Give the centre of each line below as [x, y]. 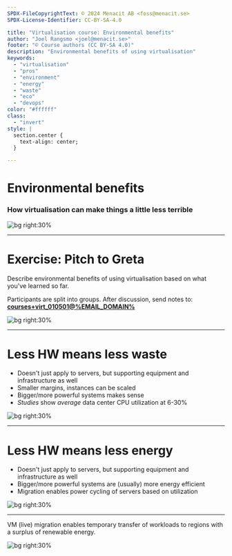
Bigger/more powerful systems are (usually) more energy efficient [111, 484]
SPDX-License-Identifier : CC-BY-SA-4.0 [65, 20]
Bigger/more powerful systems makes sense [80, 395]
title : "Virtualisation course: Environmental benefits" [91, 32]
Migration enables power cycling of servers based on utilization [107, 492]
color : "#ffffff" [32, 110]
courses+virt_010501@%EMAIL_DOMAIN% [71, 306]
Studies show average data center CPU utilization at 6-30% [102, 403]
